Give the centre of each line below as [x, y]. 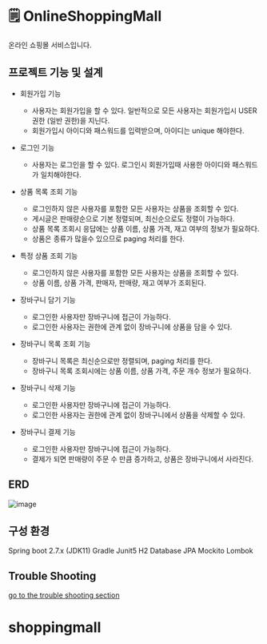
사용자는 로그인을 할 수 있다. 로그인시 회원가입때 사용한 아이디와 [131, 164]
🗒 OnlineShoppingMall [85, 16]
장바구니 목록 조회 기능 [55, 344]
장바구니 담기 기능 [48, 300]
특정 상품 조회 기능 [49, 256]
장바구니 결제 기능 [48, 432]
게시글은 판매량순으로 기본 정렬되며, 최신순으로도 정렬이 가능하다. [133, 219]
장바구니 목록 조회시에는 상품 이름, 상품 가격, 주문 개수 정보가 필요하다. [141, 371]
